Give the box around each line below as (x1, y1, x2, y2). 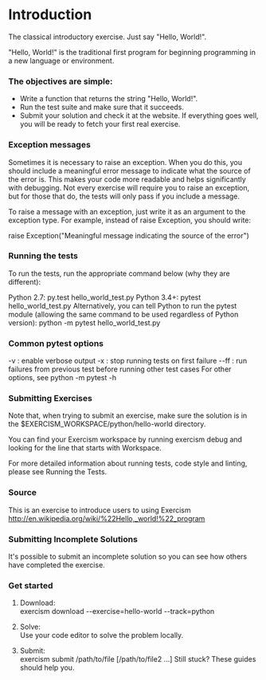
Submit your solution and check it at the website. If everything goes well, (19, 111, 259, 120)
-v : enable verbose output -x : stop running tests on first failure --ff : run (8, 356, 248, 366)
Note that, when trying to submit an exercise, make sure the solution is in (8, 411, 248, 420)
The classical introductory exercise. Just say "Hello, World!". (8, 32, 207, 41)
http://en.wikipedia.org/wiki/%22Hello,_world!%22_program (8, 513, 205, 523)
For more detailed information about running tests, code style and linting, (8, 458, 248, 468)
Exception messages (8, 140, 92, 151)
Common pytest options (8, 337, 104, 348)
